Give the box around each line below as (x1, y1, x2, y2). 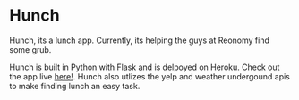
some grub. (9, 44, 52, 54)
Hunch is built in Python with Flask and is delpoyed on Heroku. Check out (9, 62, 280, 72)
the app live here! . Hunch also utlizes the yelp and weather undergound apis (9, 71, 291, 81)
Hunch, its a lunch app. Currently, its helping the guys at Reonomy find (9, 35, 270, 46)
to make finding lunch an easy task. (9, 80, 141, 91)
